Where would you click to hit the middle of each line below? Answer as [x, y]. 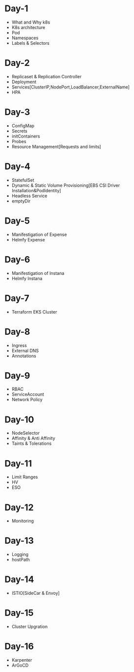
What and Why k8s [31, 22]
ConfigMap [23, 125]
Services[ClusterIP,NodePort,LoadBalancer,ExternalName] [71, 87]
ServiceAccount [28, 394]
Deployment [24, 82]
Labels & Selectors [31, 43]
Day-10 [19, 420]
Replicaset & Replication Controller [46, 76]
